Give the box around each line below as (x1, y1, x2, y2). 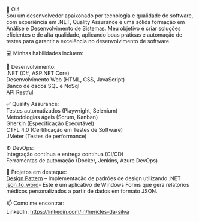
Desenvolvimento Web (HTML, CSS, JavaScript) (6, 76, 125, 83)
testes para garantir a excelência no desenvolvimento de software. (6, 38, 171, 44)
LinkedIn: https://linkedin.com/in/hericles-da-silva (6, 208, 129, 215)
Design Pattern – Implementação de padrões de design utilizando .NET (6, 175, 181, 182)
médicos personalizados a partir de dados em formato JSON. (6, 187, 158, 195)
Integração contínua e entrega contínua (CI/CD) (6, 150, 124, 158)
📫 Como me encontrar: (6, 199, 65, 207)
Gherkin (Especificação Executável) (6, 120, 95, 127)
